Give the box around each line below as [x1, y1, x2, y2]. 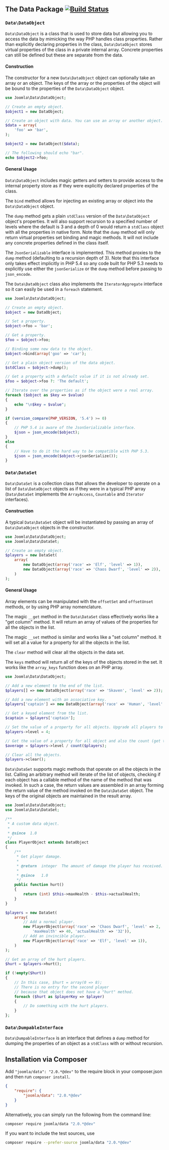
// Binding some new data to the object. [5, 346, 94, 352]
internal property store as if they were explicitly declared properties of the [5, 182, 158, 188]
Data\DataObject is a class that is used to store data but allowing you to [5, 30, 152, 36]
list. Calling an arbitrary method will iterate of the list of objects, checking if [5, 771, 161, 778]
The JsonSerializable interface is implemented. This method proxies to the [5, 249, 161, 256]
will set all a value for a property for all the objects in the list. [5, 639, 130, 645]
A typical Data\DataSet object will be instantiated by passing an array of [5, 519, 153, 525]
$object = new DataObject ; [5, 310, 62, 315]
